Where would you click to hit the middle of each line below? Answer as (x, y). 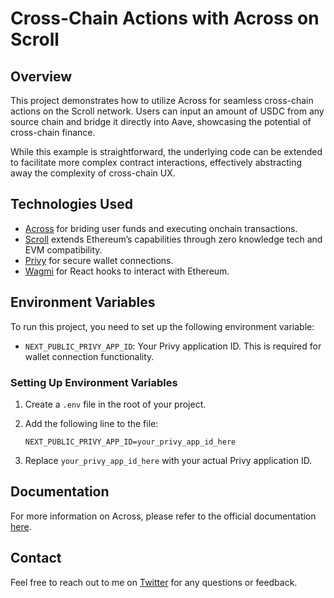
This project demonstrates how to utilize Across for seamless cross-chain (162, 100)
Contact (36, 558)
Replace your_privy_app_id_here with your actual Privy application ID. (168, 460)
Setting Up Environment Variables (94, 382)
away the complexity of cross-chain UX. (93, 173)
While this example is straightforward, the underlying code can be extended (166, 151)
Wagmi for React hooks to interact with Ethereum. (127, 271)
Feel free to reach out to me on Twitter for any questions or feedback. (154, 582)
